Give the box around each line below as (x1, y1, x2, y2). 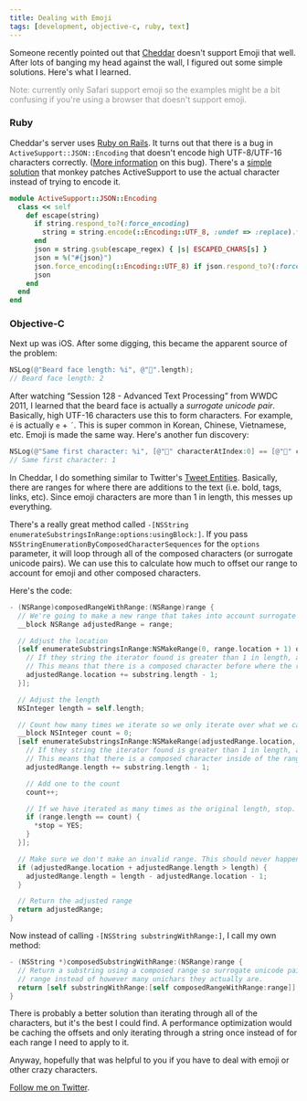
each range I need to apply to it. (9, 1037, 130, 1048)
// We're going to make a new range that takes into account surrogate (17, 611, 297, 620)
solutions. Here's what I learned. (9, 66, 132, 78)
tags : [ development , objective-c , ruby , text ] (9, 22, 190, 31)
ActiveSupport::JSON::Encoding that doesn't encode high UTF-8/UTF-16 (9, 147, 282, 158)
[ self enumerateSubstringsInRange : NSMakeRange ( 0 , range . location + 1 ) (17, 645, 292, 654)
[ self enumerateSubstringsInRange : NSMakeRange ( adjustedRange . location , (17, 737, 297, 746)
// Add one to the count (26, 778, 121, 789)
